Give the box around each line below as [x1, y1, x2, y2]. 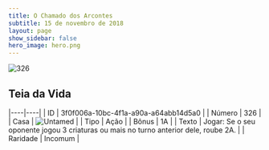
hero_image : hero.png [8, 42, 81, 50]
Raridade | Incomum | [8, 133, 80, 143]
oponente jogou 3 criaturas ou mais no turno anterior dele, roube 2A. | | [8, 125, 245, 135]
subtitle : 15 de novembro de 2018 [8, 19, 124, 27]
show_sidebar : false [8, 34, 78, 43]
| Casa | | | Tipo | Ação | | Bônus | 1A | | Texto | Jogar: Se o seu [8, 116, 255, 126]
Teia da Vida [8, 87, 71, 100]
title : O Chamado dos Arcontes [8, 11, 113, 20]
